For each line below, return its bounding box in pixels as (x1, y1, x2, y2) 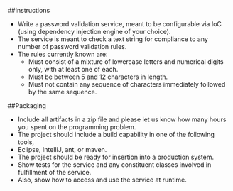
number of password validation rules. (17, 43, 127, 50)
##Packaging (7, 102, 46, 109)
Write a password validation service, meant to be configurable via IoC (17, 20, 222, 28)
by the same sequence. (28, 88, 97, 96)
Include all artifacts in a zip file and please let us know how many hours (17, 115, 227, 124)
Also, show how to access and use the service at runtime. (17, 175, 187, 184)
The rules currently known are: (17, 50, 108, 58)
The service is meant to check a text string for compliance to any (17, 35, 208, 43)
